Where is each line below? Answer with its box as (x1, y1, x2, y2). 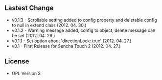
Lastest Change (4, 4, 54, 12)
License (4, 57, 29, 66)
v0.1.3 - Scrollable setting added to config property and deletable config (11, 17, 157, 23)
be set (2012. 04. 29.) (11, 32, 55, 38)
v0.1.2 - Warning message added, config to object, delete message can (11, 27, 156, 33)
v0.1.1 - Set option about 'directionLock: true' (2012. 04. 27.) (11, 38, 132, 44)
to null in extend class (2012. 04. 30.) (11, 22, 87, 28)
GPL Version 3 (11, 70, 41, 76)
